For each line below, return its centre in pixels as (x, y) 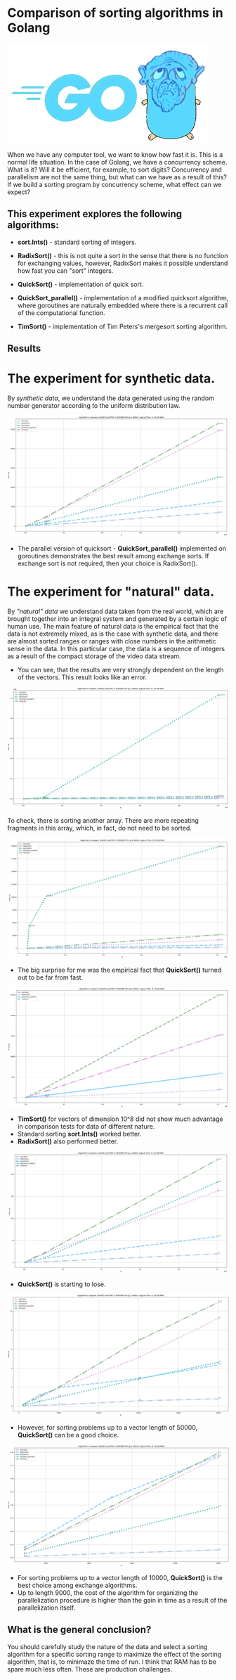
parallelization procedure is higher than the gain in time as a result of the (122, 1600)
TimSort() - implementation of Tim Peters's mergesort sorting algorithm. (123, 326)
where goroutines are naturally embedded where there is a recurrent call (123, 305)
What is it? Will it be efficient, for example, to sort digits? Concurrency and (115, 169)
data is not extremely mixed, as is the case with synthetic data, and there (113, 634)
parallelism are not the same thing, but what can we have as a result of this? (117, 177)
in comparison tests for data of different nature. (86, 1126)
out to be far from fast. (50, 977)
